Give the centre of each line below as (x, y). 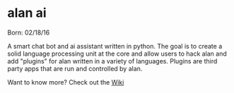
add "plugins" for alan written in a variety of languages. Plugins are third (112, 61)
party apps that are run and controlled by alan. (75, 68)
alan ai (27, 13)
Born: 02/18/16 (29, 32)
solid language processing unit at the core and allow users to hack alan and (117, 54)
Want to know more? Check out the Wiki (66, 82)
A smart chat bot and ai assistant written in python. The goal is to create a (115, 46)
